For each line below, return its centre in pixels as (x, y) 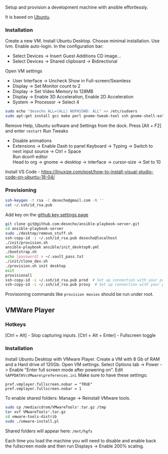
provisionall (19, 275)
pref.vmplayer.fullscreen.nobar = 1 (43, 389)
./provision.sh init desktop (35, 266)
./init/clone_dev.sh (27, 261)
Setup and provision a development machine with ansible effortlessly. (77, 7)
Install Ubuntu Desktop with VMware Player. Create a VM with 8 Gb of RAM (82, 359)
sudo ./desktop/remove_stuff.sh (39, 233)
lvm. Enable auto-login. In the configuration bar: (54, 46)
